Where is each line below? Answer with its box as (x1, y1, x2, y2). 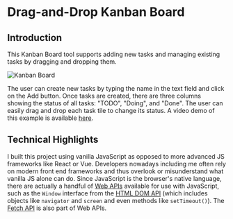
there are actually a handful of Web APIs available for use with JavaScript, (7, 182, 220, 190)
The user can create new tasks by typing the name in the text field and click (7, 85, 225, 92)
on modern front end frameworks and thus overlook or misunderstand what (7, 167, 224, 175)
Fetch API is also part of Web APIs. (7, 204, 107, 212)
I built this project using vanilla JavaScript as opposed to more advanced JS (7, 152, 225, 160)
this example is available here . (7, 114, 94, 122)
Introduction (7, 32, 63, 44)
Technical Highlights (7, 134, 99, 146)
